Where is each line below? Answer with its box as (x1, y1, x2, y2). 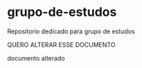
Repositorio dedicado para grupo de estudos (7, 27, 135, 35)
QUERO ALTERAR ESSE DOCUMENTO (7, 40, 116, 49)
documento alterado (7, 53, 65, 62)
